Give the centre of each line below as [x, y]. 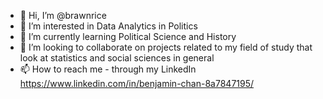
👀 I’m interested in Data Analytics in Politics [108, 26]
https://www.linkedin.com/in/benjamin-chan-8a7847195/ [137, 83]
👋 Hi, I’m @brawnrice [63, 15]
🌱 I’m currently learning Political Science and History [128, 36]
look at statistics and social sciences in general [117, 58]
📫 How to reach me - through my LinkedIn [108, 69]
